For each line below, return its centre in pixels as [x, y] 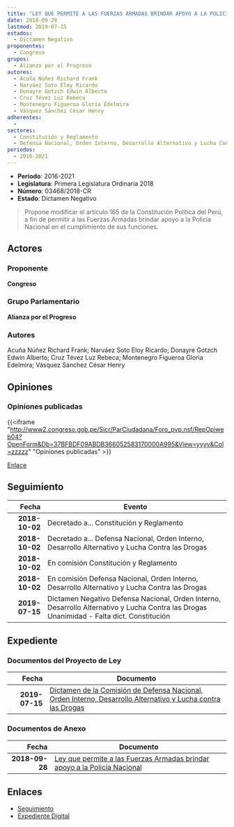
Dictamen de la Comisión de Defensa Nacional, [126, 690]
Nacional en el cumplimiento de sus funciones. [91, 227]
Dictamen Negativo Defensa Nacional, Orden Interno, [134, 598]
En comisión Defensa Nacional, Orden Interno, [123, 578]
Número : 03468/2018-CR [54, 191]
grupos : [18, 59]
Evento [135, 506]
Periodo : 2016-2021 [46, 176]
